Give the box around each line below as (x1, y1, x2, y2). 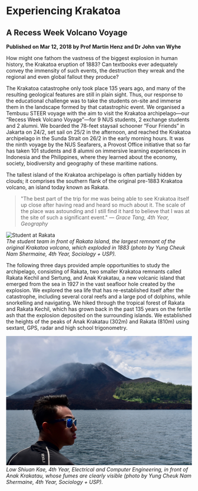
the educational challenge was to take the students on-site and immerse (6, 97, 181, 104)
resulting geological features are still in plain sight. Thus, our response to (6, 91, 183, 98)
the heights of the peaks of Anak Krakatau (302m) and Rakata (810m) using (6, 318, 190, 325)
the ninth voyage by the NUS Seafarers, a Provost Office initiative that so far (6, 141, 190, 148)
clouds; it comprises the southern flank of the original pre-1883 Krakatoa (6, 178, 183, 184)
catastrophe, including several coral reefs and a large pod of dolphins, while (6, 293, 191, 300)
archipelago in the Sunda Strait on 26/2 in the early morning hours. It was (6, 135, 184, 142)
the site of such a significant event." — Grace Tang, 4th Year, (20, 214, 170, 221)
